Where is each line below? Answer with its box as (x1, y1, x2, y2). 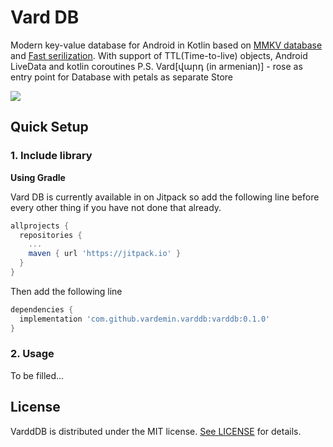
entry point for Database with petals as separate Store (10, 71, 233, 83)
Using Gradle (10, 171, 66, 183)
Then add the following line (10, 285, 123, 297)
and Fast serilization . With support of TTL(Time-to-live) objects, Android (10, 49, 308, 61)
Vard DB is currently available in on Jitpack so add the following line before (10, 191, 320, 203)
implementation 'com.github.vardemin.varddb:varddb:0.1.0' (19, 314, 271, 324)
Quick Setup (10, 119, 89, 136)
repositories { (19, 230, 83, 240)
